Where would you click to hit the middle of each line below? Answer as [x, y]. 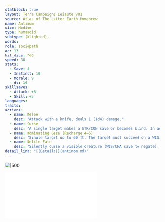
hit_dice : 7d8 [20, 55]
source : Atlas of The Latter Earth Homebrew [51, 19]
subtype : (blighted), [27, 37]
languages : [16, 101]
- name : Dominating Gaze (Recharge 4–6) [51, 133]
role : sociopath [22, 46]
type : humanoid [21, 32]
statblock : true [22, 10]
